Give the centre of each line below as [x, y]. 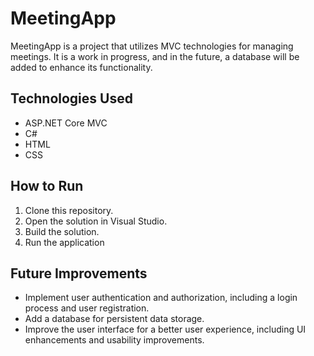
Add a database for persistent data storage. [114, 319]
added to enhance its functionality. [81, 67]
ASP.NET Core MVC [66, 123]
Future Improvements [79, 273]
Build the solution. [62, 231]
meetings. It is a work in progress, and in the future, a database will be [155, 56]
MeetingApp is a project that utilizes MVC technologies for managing [152, 46]
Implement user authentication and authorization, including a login [161, 298]
